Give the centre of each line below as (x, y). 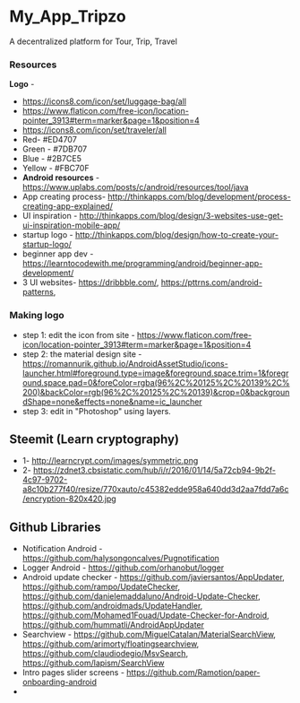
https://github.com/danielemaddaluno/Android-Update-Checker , (141, 596)
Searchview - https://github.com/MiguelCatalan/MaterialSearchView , (149, 635)
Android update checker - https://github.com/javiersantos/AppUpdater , (153, 577)
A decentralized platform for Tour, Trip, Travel (93, 41)
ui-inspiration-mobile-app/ (71, 225)
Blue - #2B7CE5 (52, 159)
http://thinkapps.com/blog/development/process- (199, 197)
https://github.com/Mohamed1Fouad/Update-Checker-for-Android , (146, 615)
